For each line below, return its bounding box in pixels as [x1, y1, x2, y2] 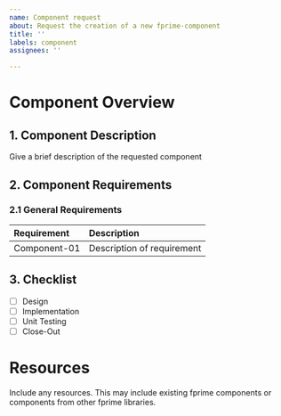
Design [21, 296, 49, 306]
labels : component [9, 37, 77, 47]
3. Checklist [9, 273, 77, 288]
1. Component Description [9, 127, 157, 143]
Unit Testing [21, 315, 67, 326]
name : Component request [9, 12, 101, 22]
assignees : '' [9, 46, 62, 55]
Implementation [21, 306, 80, 316]
